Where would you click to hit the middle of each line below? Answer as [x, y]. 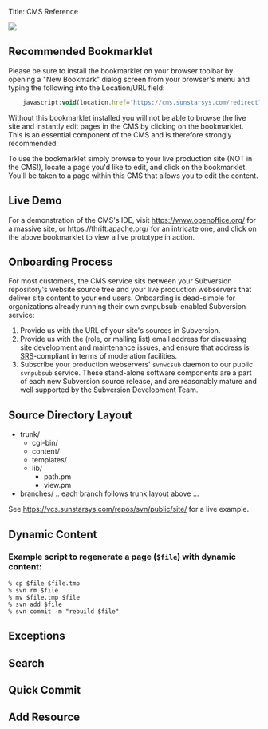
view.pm [57, 485]
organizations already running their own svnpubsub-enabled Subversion [127, 307]
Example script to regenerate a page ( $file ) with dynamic [122, 557]
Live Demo [35, 201]
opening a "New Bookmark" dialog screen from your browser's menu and [129, 79]
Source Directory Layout [70, 415]
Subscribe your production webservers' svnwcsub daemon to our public [136, 364]
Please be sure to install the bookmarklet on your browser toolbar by [121, 70]
